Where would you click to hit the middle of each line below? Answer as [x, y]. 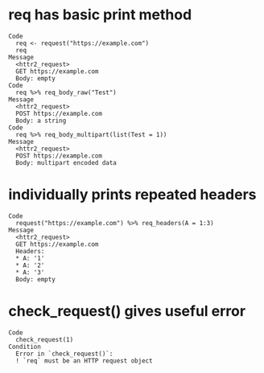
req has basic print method [100, 15]
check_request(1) [45, 339]
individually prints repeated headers [132, 195]
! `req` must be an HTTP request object [84, 361]
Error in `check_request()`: [64, 354]
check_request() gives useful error [127, 312]
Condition [25, 346]
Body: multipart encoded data [66, 162]
